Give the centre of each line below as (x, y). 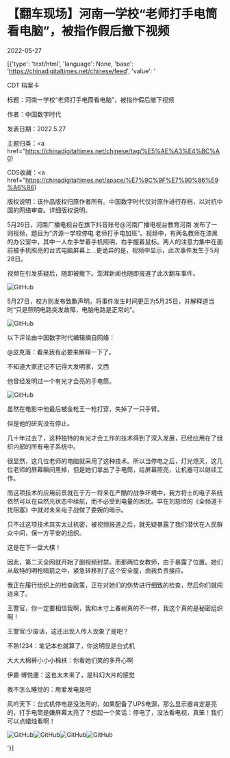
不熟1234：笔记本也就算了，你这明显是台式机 (71, 645)
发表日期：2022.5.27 (37, 129)
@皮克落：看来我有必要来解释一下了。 (61, 352)
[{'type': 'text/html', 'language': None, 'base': (71, 64)
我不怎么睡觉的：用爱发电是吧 (49, 689)
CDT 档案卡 (23, 85)
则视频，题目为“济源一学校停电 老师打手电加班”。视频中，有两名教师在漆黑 (113, 233)
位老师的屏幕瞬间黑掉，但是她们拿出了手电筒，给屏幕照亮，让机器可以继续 (112, 469)
